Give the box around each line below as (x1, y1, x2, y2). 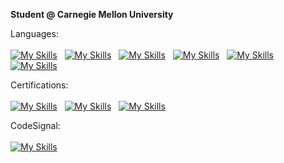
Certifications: (10, 79, 69, 91)
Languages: (10, 28, 59, 39)
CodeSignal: (10, 120, 61, 131)
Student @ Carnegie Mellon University (10, 9, 174, 20)
